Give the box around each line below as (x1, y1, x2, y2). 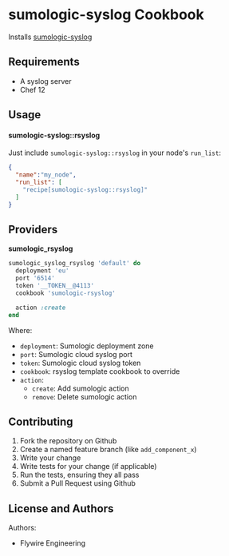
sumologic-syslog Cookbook (8, 6, 205, 24)
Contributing (8, 415, 73, 428)
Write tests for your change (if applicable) (19, 462, 157, 471)
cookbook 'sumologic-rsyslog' (15, 289, 116, 297)
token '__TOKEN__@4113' (15, 282, 94, 290)
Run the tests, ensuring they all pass (19, 470, 140, 480)
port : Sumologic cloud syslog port (19, 349, 133, 359)
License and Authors (8, 502, 114, 515)
